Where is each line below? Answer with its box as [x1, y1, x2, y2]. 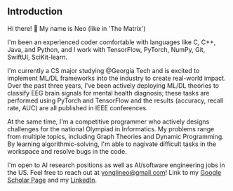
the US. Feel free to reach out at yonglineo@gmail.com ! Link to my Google [7, 168, 222, 176]
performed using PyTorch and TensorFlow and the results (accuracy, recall [7, 96, 224, 105]
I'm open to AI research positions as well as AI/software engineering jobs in [7, 161, 225, 169]
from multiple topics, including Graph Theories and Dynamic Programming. [7, 132, 224, 140]
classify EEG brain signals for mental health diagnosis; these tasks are [7, 88, 210, 97]
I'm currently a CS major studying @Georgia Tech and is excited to [7, 66, 200, 74]
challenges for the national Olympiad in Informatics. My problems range [7, 124, 215, 133]
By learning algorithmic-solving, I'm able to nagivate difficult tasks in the [7, 140, 217, 148]
